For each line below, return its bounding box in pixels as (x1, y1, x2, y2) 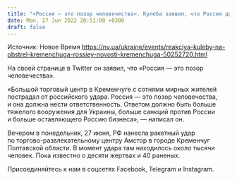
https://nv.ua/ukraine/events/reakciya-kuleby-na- (81, 43, 226, 52)
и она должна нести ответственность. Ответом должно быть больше (7, 100, 217, 109)
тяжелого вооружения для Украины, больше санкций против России (7, 107, 215, 116)
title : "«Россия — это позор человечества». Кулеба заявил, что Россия (7, 10, 222, 18)
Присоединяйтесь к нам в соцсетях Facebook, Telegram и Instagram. (7, 165, 214, 174)
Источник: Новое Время (7, 43, 80, 52)
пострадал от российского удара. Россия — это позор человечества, (7, 92, 218, 101)
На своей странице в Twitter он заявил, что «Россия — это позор (7, 64, 204, 73)
